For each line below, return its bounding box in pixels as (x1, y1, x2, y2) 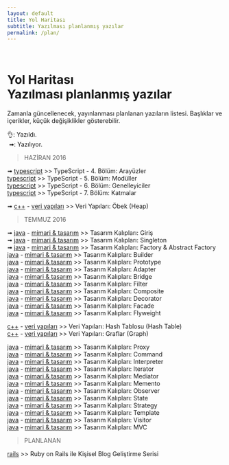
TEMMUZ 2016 (23, 216, 67, 224)
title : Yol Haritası (7, 16, 67, 23)
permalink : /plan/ (7, 29, 60, 36)
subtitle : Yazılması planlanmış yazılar (7, 23, 125, 30)
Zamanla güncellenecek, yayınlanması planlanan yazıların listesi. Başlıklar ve (7, 109, 223, 117)
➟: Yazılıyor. (8, 140, 43, 148)
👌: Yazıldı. (7, 131, 37, 139)
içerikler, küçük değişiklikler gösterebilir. (7, 117, 121, 125)
